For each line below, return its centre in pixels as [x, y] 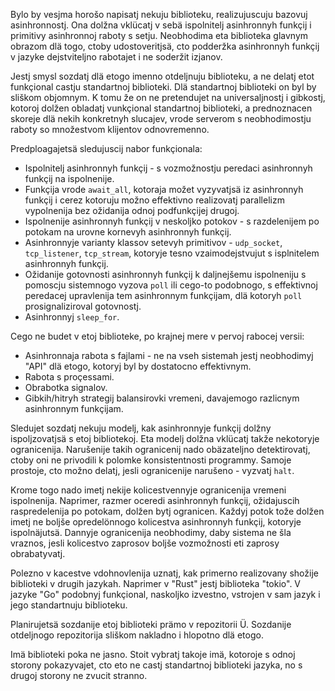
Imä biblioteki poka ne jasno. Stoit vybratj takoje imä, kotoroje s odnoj [153, 654]
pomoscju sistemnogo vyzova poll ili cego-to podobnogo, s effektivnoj [171, 285]
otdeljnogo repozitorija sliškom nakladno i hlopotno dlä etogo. [137, 635]
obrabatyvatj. [38, 553]
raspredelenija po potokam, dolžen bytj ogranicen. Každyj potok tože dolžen [167, 511]
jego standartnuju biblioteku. [69, 605]
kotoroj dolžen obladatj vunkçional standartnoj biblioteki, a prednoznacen [161, 108]
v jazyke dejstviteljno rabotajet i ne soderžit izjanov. [116, 57]
